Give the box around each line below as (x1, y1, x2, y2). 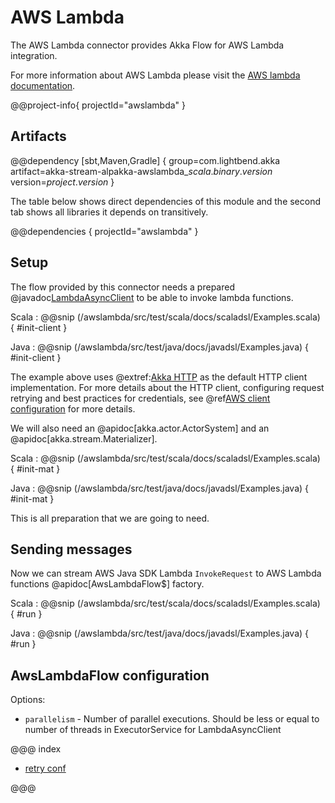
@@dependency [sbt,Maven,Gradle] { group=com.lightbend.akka (10, 154, 280, 166)
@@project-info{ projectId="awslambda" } (10, 99, 186, 111)
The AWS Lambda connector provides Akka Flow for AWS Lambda (10, 39, 285, 51)
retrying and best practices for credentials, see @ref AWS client (10, 392, 271, 404)
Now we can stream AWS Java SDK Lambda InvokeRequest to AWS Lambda (10, 567, 322, 580)
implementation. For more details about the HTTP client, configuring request (10, 381, 325, 393)
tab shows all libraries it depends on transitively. (10, 206, 209, 218)
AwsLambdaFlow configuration (10, 667, 210, 684)
